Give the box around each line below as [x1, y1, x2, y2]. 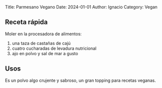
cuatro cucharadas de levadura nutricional [12, 45, 97, 51]
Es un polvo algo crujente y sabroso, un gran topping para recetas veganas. [5, 77, 156, 83]
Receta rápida [5, 18, 48, 26]
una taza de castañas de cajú [12, 40, 71, 46]
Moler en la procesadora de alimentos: [5, 31, 82, 37]
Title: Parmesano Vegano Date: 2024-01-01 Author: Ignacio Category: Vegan [5, 4, 158, 10]
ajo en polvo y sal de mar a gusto [12, 50, 78, 56]
